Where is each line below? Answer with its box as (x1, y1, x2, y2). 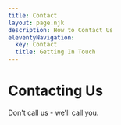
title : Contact (8, 11, 58, 20)
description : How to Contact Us (8, 26, 113, 34)
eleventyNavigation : (8, 33, 76, 42)
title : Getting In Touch (15, 48, 96, 56)
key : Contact (15, 41, 58, 49)
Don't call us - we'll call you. (8, 108, 99, 117)
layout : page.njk (8, 19, 65, 27)
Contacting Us (8, 82, 104, 100)
